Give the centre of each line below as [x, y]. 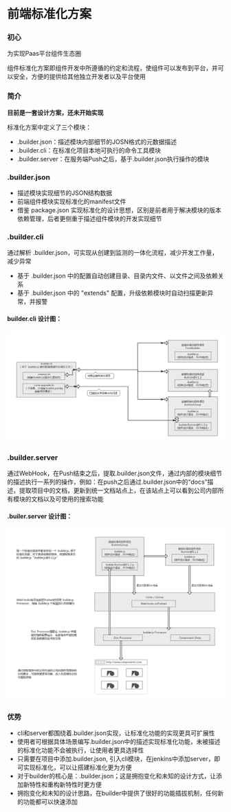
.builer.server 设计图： [40, 516]
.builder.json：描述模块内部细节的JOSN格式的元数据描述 [97, 142]
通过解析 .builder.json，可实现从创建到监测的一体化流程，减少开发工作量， [113, 253]
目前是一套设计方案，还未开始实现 [55, 112]
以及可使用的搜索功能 [73, 499]
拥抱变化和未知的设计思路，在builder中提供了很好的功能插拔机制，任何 [117, 793]
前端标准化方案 [49, 14]
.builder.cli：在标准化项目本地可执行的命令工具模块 [89, 150]
